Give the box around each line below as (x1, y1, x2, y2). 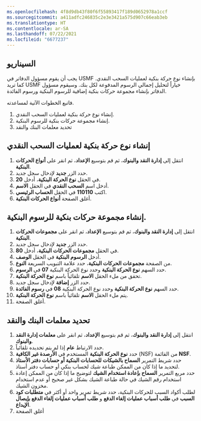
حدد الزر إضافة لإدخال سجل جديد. (15, 279, 90, 286)
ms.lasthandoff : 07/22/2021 (7, 31, 77, 37)
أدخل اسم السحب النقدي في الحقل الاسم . (15, 182, 109, 189)
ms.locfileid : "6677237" (7, 37, 69, 43)
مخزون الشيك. (15, 382, 48, 389)
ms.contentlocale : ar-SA (7, 25, 69, 32)
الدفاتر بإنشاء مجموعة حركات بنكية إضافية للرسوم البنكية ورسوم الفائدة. (7, 87, 167, 95)
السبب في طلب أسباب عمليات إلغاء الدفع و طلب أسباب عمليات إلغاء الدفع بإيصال (15, 395, 195, 402)
